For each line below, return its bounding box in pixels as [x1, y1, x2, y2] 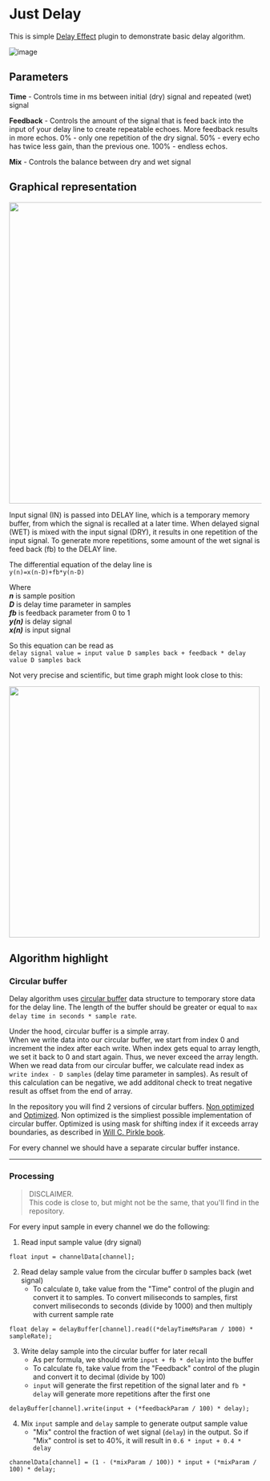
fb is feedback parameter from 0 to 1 [9, 608, 131, 617]
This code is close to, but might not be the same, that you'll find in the [28, 1197, 260, 1207]
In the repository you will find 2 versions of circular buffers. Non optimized [9, 1102, 255, 1111]
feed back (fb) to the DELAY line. [9, 544, 118, 554]
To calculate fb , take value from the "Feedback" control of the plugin [32, 1363, 260, 1373]
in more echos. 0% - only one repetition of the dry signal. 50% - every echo [9, 133, 260, 142]
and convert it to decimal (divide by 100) [32, 1372, 167, 1381]
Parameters [9, 70, 69, 84]
